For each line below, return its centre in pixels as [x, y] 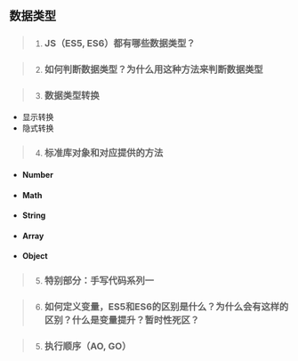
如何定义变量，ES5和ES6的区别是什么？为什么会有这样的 [166, 307]
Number [37, 175]
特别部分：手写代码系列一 [99, 281]
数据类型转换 [72, 96]
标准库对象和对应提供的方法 [104, 153]
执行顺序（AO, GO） [88, 347]
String [34, 215]
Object [35, 256]
